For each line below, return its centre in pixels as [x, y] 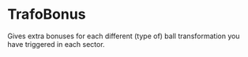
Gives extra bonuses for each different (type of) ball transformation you [124, 36]
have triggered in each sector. [56, 44]
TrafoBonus [47, 14]
